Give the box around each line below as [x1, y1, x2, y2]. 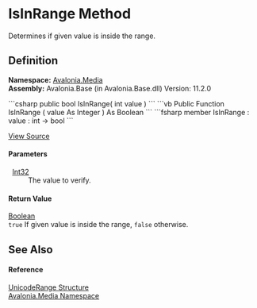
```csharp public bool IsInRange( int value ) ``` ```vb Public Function [8, 98, 224, 108]
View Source [8, 131, 50, 141]
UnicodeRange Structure [8, 283, 90, 292]
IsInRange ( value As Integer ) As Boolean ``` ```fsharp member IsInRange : [8, 107, 250, 117]
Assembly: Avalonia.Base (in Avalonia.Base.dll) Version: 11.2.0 [8, 83, 212, 93]
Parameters [8, 149, 48, 159]
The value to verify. [28, 175, 91, 185]
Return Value [8, 194, 52, 203]
